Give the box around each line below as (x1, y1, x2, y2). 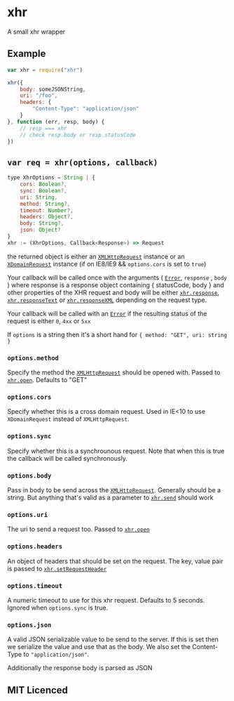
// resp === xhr (20, 124, 68, 132)
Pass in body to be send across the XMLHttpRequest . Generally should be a (7, 486, 221, 494)
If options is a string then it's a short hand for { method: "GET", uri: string (7, 330, 228, 339)
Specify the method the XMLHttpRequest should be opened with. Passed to (7, 368, 221, 376)
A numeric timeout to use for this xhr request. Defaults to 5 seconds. (7, 596, 205, 604)
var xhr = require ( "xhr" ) (7, 66, 83, 74)
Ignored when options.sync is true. (7, 603, 109, 612)
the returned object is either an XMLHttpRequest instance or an (7, 252, 185, 261)
